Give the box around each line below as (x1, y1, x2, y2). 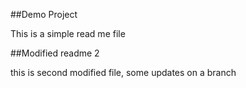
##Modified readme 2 (10, 47, 100, 59)
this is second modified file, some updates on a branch (10, 67, 237, 78)
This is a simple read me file (10, 28, 126, 39)
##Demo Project (10, 9, 78, 20)
